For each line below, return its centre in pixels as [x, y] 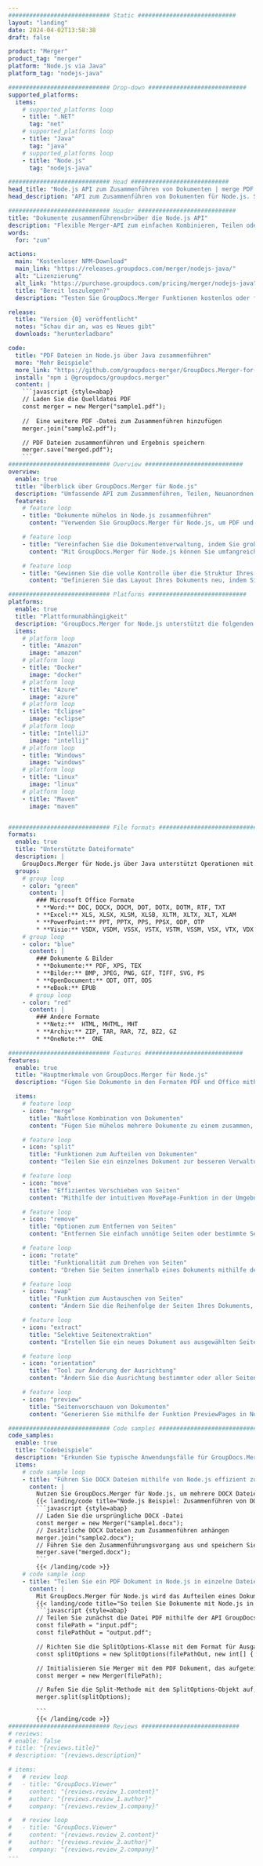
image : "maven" [54, 806]
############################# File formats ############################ [133, 827]
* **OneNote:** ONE [70, 1039]
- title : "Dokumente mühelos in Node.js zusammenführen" [117, 516]
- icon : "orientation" [59, 1364]
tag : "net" [47, 124]
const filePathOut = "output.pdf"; [94, 1633]
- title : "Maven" [50, 799]
